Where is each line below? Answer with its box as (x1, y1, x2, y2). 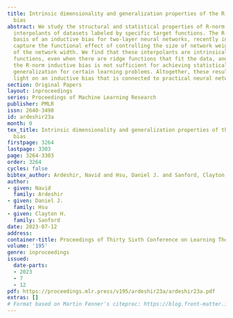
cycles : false (7, 165, 49, 172)
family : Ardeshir (13, 191, 64, 198)
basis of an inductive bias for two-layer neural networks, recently (13, 36, 218, 43)
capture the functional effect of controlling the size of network (13, 42, 213, 49)
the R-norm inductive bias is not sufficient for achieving (13, 62, 191, 69)
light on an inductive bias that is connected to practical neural (13, 74, 213, 82)
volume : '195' (7, 242, 49, 250)
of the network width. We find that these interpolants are (13, 49, 191, 56)
